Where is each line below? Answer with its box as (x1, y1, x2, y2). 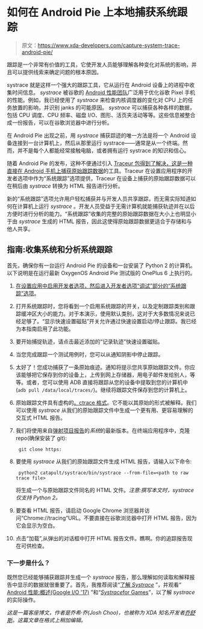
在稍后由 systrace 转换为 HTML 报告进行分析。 (7, 182, 123, 189)
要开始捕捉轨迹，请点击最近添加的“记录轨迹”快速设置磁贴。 (15, 338, 163, 345)
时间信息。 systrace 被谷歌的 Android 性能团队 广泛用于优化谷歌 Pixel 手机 (11, 89, 195, 96)
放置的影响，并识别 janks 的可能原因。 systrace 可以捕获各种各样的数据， (11, 104, 195, 111)
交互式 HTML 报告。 (15, 414, 66, 421)
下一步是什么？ (7, 558, 51, 567)
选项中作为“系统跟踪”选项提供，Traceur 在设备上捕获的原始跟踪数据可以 (17, 174, 196, 182)
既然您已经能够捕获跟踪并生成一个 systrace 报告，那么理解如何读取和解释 (7, 574, 190, 581)
